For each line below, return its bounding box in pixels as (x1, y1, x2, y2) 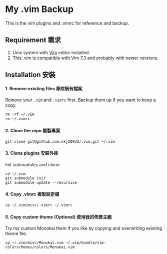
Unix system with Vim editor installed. (12, 49, 90, 56)
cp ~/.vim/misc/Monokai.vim (5, 240, 64, 245)
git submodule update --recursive (5, 180, 77, 185)
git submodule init (5, 175, 46, 181)
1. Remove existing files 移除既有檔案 (5, 85, 82, 91)
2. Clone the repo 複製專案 (5, 127, 60, 133)
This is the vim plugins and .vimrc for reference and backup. (5, 20, 129, 26)
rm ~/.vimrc (5, 116, 30, 121)
